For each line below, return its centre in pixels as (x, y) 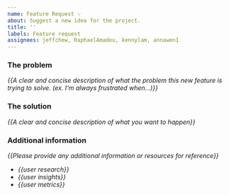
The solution (29, 106)
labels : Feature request (44, 34)
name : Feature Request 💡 (44, 14)
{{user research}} (43, 169)
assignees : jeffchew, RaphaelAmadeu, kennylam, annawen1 (93, 40)
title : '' (22, 27)
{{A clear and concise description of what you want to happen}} (102, 122)
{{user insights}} (41, 177)
